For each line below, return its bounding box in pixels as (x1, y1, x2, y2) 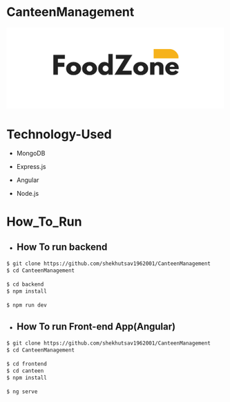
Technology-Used (6, 126, 112, 142)
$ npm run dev (6, 302, 48, 309)
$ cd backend (6, 281, 44, 288)
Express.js (16, 163, 46, 171)
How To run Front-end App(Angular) (16, 320, 176, 332)
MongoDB (16, 149, 46, 158)
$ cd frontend (6, 360, 48, 367)
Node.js (16, 190, 39, 198)
